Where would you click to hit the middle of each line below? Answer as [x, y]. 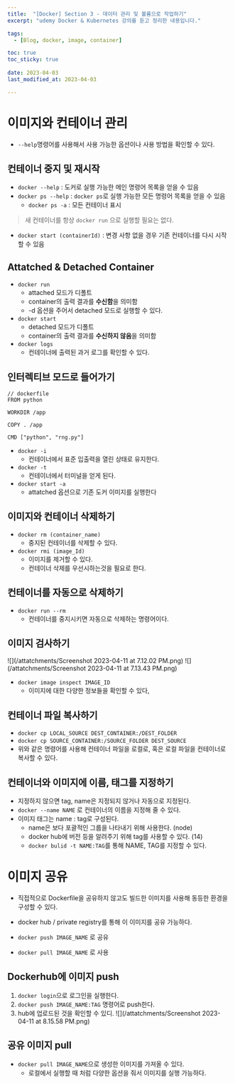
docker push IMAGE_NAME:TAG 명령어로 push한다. [86, 1004]
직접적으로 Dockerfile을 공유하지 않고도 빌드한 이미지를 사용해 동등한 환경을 [123, 898]
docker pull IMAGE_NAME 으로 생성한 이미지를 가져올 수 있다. [101, 1064]
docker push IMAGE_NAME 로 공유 [63, 937]
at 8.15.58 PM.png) [62, 1021]
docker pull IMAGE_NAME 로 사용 [63, 952]
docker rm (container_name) [59, 535]
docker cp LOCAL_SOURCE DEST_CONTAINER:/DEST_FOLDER [97, 734]
